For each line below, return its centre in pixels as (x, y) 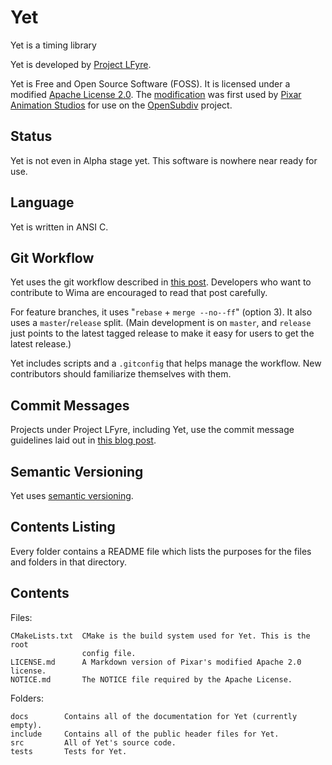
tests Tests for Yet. (69, 751)
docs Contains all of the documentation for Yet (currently (154, 716)
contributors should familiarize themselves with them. (121, 374)
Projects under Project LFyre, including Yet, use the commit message (152, 430)
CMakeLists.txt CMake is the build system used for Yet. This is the (160, 636)
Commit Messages (70, 405)
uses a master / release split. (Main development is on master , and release (161, 323)
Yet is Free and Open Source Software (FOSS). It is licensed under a (150, 83)
